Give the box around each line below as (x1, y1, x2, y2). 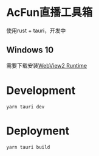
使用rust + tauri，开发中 (6, 27, 66, 34)
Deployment (6, 124, 70, 138)
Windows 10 (6, 45, 54, 55)
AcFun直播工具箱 (6, 5, 93, 19)
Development (6, 83, 76, 97)
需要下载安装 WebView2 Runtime (6, 62, 87, 69)
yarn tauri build (6, 144, 50, 150)
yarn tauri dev (6, 104, 45, 110)
